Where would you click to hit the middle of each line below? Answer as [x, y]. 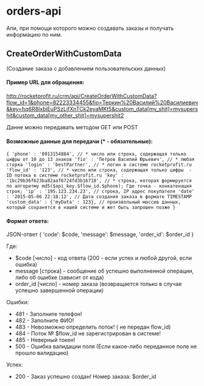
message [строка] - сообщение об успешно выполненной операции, [104, 271]
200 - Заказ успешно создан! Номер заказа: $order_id [86, 377]
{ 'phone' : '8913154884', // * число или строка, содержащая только [97, 154]
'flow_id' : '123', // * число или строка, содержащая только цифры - [99, 170]
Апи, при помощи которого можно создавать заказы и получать [90, 28]
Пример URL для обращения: [45, 82]
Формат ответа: [28, 221]
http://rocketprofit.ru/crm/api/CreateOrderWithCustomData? [82, 96]
